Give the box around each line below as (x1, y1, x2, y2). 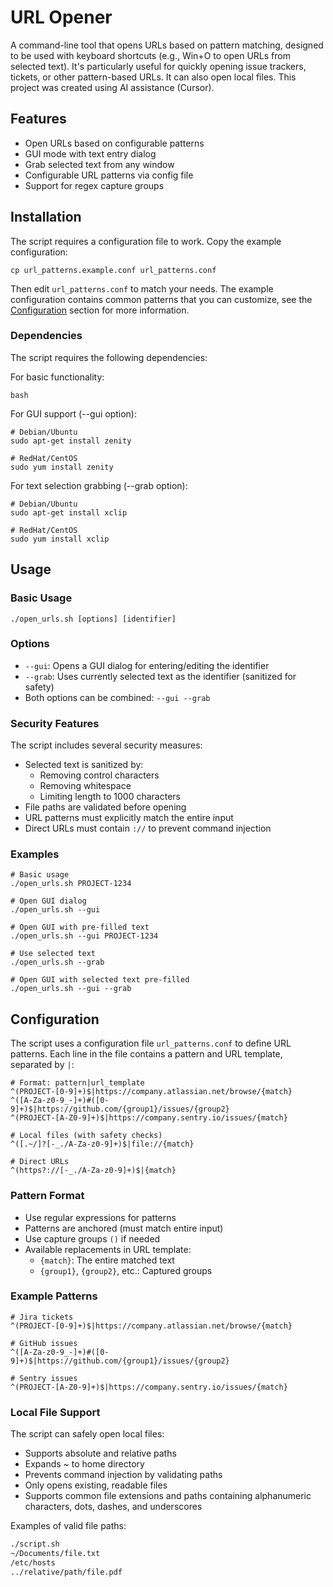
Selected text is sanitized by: (24, 759, 144, 771)
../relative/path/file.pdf (10, 1567, 123, 1577)
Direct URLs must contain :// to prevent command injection (24, 822, 272, 835)
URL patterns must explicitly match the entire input (24, 812, 234, 824)
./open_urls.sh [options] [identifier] (10, 614, 177, 624)
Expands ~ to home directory (24, 1458, 145, 1470)
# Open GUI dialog (10, 896, 87, 906)
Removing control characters (39, 769, 160, 781)
